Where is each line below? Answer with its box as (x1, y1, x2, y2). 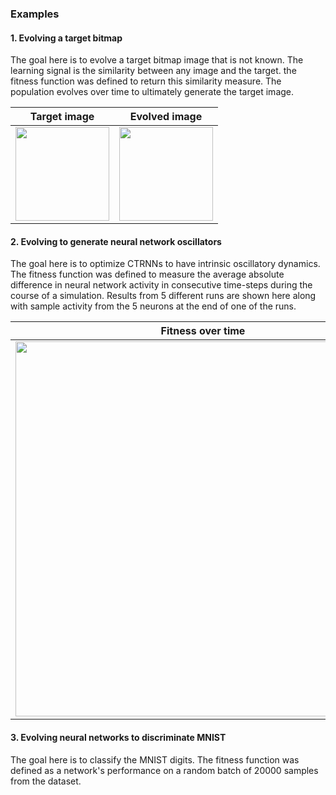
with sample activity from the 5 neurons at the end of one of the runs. (10, 300, 297, 312)
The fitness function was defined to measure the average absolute (10, 268, 285, 281)
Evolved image (129, 110, 203, 124)
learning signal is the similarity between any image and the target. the (10, 65, 297, 77)
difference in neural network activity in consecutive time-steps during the (10, 279, 313, 291)
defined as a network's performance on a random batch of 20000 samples (10, 764, 319, 776)
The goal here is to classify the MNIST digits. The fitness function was (10, 753, 300, 766)
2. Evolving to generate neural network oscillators (10, 235, 222, 247)
